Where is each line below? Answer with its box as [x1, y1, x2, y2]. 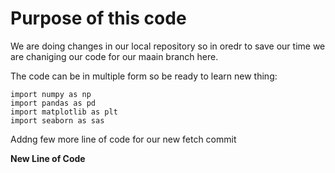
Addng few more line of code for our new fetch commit [10, 133, 237, 145]
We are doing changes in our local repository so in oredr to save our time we [10, 40, 326, 52]
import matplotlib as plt [10, 107, 118, 117]
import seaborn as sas [10, 115, 105, 126]
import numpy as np [10, 89, 92, 99]
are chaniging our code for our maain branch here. [10, 50, 219, 62]
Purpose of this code [10, 7, 187, 30]
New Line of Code [10, 152, 86, 164]
